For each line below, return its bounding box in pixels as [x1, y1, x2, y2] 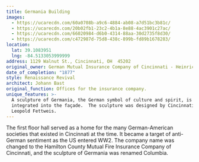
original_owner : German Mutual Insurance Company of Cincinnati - [6, 63, 174, 70]
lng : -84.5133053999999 [11, 53, 70, 59]
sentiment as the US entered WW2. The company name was [27, 137, 175, 144]
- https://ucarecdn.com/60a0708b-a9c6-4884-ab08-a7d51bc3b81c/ [11, 20, 171, 26]
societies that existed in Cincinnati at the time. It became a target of [6, 131, 171, 138]
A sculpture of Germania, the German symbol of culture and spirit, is [11, 97, 192, 103]
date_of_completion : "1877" [6, 69, 76, 75]
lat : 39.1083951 [11, 47, 52, 53]
